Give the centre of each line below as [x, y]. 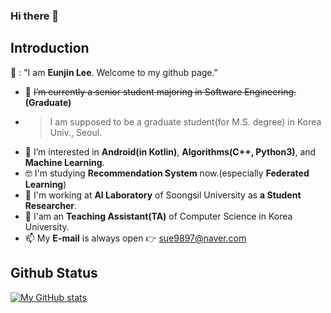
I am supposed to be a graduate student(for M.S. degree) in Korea [185, 121]
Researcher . [51, 205]
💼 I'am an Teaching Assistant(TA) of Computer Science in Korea [158, 216]
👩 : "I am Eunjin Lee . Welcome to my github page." [114, 72]
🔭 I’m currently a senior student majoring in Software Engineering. [160, 91]
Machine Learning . [64, 162]
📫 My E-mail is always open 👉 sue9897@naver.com [135, 238]
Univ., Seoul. [76, 132]
